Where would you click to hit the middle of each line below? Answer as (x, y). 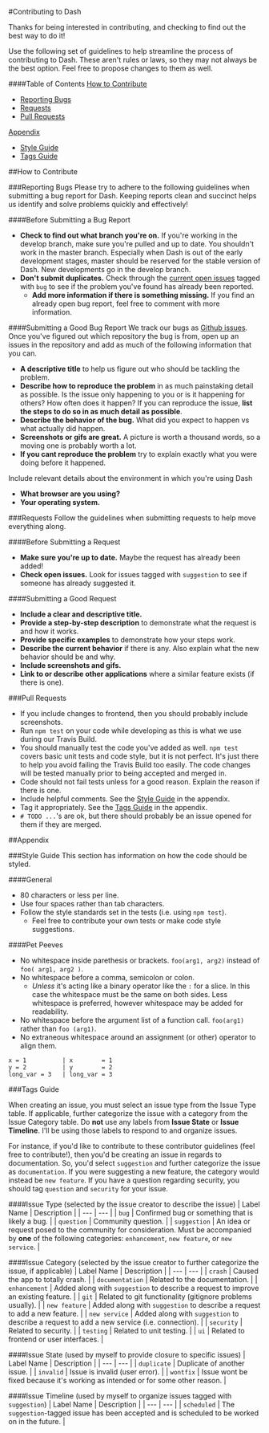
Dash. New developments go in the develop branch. (105, 269)
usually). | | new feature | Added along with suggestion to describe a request (134, 1305)
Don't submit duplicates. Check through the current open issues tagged (140, 278)
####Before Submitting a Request (64, 542)
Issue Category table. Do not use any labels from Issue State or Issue (124, 1122)
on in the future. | (37, 1421)
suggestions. (53, 929)
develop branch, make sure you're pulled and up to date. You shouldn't (137, 244)
